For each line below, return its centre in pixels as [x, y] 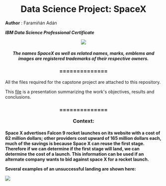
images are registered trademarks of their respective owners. [83, 59]
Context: [83, 121]
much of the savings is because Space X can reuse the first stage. [75, 143]
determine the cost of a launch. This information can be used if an [75, 154]
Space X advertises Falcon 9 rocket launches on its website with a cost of [83, 133]
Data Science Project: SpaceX [83, 9]
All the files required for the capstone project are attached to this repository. [83, 82]
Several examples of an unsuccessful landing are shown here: [71, 169]
